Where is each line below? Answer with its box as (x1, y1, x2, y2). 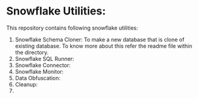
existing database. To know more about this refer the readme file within (14, 42, 193, 49)
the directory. (14, 48, 49, 56)
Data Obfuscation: (14, 74, 61, 81)
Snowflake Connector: (14, 62, 71, 69)
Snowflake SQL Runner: (14, 55, 74, 62)
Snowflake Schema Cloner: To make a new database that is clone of (14, 36, 185, 43)
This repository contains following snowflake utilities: (6, 24, 138, 31)
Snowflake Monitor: (14, 68, 64, 75)
